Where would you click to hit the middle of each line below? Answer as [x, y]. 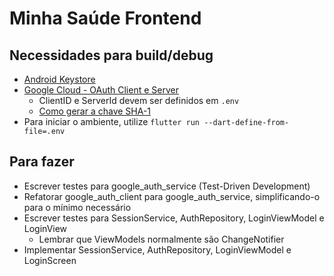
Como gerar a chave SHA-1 [95, 111]
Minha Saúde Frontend [105, 18]
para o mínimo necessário [77, 207]
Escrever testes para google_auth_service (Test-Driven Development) [167, 186]
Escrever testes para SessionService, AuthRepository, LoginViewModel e [174, 218]
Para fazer [42, 162]
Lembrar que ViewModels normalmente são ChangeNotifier [161, 239]
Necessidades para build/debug [111, 55]
